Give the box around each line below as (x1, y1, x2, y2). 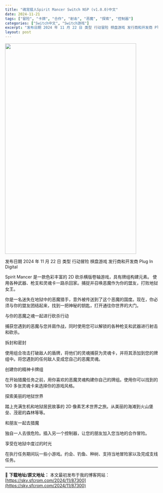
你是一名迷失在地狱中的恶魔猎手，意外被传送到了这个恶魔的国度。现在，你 (5, 296, 154, 302)
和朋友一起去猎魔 (5, 420, 39, 426)
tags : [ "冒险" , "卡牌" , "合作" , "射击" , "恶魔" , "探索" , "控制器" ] (5, 16, 133, 21)
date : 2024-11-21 (5, 12, 40, 17)
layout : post (5, 30, 32, 35)
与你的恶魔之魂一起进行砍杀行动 (5, 313, 69, 319)
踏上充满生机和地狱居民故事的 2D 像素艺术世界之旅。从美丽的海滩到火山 (5, 403, 149, 409)
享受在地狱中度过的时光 (5, 441, 52, 446)
